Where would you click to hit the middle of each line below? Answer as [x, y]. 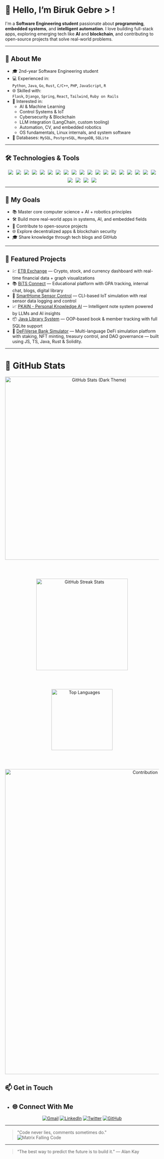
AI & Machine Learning [42, 106]
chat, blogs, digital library [38, 290]
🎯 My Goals [23, 200]
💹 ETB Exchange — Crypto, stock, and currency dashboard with [77, 271]
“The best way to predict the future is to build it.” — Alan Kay [78, 1152]
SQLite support [27, 326]
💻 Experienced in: [31, 78]
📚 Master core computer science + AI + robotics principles [72, 212]
